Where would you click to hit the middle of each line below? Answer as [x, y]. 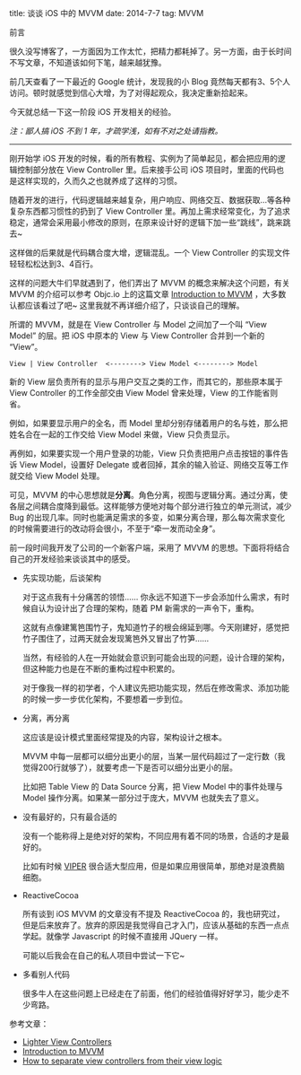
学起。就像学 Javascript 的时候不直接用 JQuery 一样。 [122, 936]
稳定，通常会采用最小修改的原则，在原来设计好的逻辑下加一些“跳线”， [138, 222]
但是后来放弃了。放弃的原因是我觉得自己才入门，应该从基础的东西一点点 [155, 925]
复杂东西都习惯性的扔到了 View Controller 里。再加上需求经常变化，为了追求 [150, 211]
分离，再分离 [46, 718]
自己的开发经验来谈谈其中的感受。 [72, 559]
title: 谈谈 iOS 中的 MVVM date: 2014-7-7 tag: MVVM [107, 13]
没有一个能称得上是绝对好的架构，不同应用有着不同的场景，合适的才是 [152, 836]
